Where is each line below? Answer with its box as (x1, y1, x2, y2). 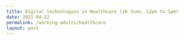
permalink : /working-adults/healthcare (6, 19, 106, 25)
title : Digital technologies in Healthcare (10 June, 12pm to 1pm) (6, 8, 179, 15)
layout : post (6, 25, 39, 31)
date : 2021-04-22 (6, 14, 50, 20)
